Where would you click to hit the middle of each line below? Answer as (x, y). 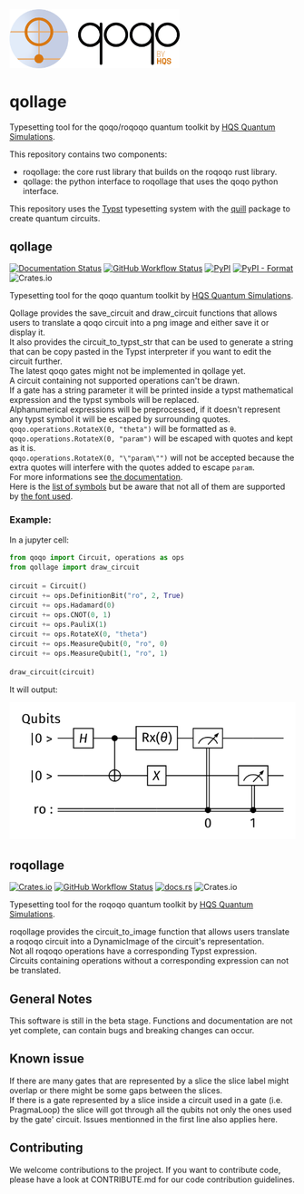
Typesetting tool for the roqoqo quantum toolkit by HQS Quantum (132, 905)
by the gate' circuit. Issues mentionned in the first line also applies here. (144, 1119)
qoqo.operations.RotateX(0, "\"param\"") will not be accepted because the (152, 458)
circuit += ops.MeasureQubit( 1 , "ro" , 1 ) (89, 653)
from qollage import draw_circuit (75, 567)
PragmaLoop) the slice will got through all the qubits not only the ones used (151, 1110)
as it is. (23, 448)
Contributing (46, 1148)
